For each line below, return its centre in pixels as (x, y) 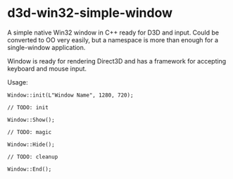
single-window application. (46, 47)
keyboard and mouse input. (47, 68)
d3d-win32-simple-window (90, 13)
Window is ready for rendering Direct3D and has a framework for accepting (117, 61)
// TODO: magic (30, 132)
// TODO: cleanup (33, 156)
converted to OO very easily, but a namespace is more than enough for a (113, 39)
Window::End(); (30, 169)
